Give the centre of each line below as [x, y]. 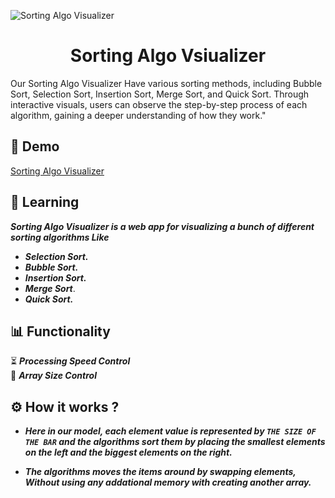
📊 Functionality [60, 331]
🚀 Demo [35, 146]
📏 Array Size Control [53, 376]
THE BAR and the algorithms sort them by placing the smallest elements [175, 442]
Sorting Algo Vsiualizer [168, 56]
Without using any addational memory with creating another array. [168, 482]
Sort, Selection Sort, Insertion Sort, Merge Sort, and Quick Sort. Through [160, 94]
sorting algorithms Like [60, 237]
